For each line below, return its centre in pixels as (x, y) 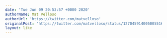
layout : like (19, 28)
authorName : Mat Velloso (31, 14)
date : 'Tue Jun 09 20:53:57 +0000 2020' (48, 10)
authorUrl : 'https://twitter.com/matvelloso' (53, 19)
